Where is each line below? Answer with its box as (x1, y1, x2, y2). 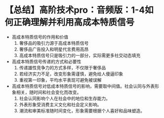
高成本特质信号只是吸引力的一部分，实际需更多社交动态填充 (19, 52, 141, 58)
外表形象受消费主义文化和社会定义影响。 (19, 101, 102, 107)
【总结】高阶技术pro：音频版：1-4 (4, 4, 145, 16)
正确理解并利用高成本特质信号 (13, 17, 135, 28)
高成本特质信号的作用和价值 (11, 34, 69, 40)
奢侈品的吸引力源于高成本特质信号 (19, 40, 89, 46)
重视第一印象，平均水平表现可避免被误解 (19, 77, 102, 83)
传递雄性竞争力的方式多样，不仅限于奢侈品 (19, 64, 106, 70)
